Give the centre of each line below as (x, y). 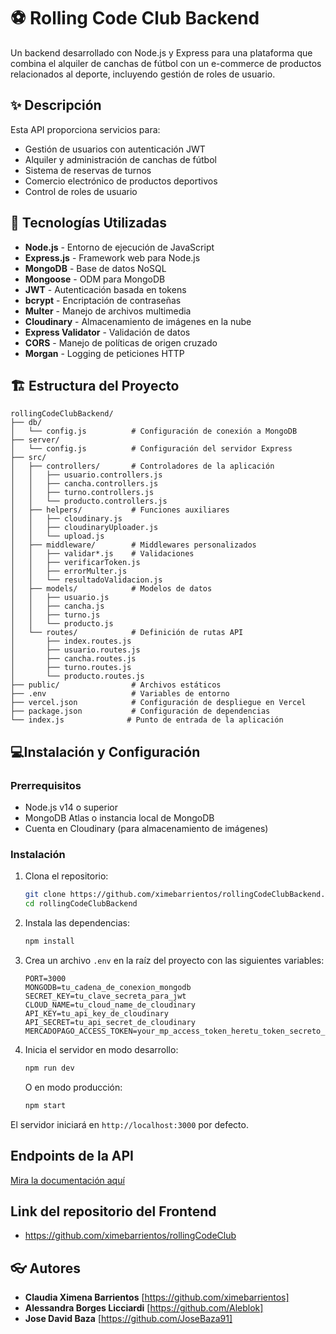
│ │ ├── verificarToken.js (75, 563)
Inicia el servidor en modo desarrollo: (101, 1049)
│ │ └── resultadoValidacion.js (86, 580)
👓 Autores (46, 1268)
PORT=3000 (45, 978)
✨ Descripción (56, 105)
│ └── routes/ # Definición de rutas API (127, 633)
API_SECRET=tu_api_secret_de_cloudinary (110, 1022)
